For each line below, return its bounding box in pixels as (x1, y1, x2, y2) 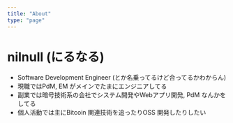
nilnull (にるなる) (7, 49, 105, 65)
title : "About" (7, 10, 52, 17)
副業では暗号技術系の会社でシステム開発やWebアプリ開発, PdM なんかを (17, 91, 227, 99)
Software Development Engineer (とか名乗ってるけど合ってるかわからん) (17, 73, 227, 82)
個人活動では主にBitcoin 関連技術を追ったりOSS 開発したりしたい (17, 108, 206, 117)
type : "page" (7, 17, 45, 24)
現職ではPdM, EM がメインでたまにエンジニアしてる (17, 82, 167, 91)
